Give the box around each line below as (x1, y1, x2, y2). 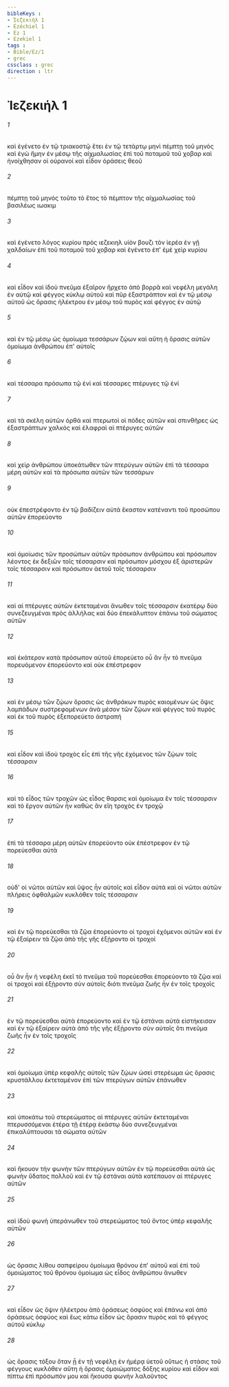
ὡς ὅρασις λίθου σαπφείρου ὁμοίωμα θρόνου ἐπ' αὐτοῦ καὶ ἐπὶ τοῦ (7, 1261, 201, 1269)
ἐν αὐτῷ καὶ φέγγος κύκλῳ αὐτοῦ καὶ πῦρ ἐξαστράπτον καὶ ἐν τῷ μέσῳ (7, 290, 212, 299)
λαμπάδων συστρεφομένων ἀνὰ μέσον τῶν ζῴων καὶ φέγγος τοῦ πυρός (7, 705, 215, 714)
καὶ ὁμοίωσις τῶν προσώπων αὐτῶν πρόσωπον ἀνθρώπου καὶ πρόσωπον (7, 550, 217, 558)
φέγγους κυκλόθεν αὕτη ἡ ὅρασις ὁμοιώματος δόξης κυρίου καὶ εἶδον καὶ (7, 1365, 219, 1373)
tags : (7, 42, 26, 49)
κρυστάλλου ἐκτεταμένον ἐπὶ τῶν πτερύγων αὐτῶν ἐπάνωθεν (7, 1075, 187, 1084)
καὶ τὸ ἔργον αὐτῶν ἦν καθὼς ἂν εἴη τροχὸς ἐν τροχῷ (7, 801, 164, 810)
